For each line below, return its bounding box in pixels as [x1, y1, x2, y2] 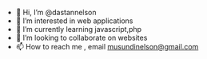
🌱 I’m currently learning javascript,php [15, 25, 142, 33]
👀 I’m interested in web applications [15, 16, 133, 26]
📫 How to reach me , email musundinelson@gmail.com [15, 42, 199, 51]
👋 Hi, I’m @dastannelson [15, 8, 98, 17]
